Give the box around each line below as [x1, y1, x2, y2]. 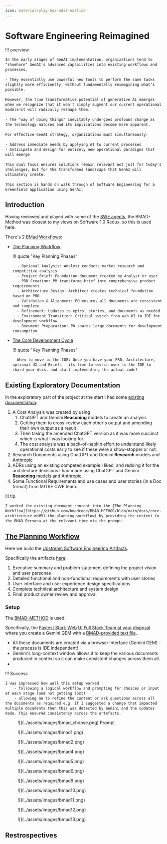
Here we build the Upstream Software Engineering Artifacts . [5, 545, 129, 551]
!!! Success [5, 671, 28, 677]
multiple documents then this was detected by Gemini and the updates [5, 706, 155, 711]
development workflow [12, 319, 57, 324]
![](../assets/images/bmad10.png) [17, 788, 86, 794]
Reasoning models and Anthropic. [12, 473, 83, 479]
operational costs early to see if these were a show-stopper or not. [19, 446, 158, 452]
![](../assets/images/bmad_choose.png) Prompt [17, 720, 115, 726]
